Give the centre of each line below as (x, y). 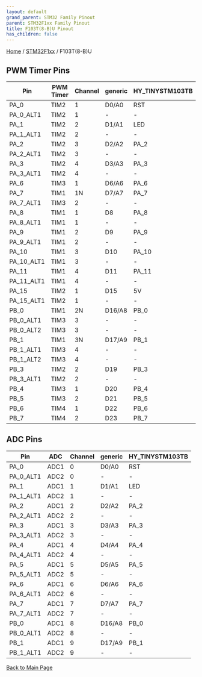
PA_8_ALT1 (25, 222)
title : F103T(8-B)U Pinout (40, 29)
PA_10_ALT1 (27, 261)
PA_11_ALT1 (27, 281)
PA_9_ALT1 (25, 242)
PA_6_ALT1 (25, 594)
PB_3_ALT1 (25, 379)
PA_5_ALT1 (25, 574)
